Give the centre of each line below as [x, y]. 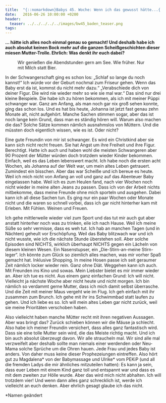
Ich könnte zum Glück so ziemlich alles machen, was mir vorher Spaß [90, 255]
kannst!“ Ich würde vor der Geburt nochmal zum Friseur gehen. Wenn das [81, 83]
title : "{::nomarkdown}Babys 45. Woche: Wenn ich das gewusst [72, 10]
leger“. [12, 255]
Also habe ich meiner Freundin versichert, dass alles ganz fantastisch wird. [82, 328]
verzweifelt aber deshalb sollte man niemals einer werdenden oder [73, 343]
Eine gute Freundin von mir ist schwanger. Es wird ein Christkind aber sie [80, 140]
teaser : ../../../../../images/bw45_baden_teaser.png [66, 24]
